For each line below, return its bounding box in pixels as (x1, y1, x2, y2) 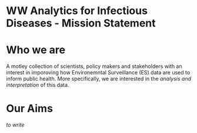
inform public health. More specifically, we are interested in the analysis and (6, 75, 192, 83)
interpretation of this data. (6, 81, 69, 88)
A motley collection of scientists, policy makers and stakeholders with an (6, 63, 182, 70)
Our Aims (6, 102, 53, 115)
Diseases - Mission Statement (6, 16, 156, 30)
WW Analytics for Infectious (6, 4, 148, 18)
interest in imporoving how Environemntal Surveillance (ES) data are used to (6, 69, 191, 76)
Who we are (6, 43, 66, 57)
